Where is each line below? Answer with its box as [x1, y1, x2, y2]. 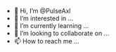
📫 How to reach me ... [13, 37, 79, 45]
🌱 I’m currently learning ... [13, 22, 89, 30]
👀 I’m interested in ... [13, 14, 74, 22]
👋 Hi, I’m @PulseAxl [13, 7, 71, 15]
